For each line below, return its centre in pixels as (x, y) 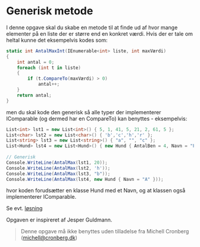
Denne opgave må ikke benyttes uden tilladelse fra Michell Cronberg (105, 232)
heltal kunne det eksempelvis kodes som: (57, 40)
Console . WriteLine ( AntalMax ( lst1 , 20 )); (57, 162)
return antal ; (34, 95)
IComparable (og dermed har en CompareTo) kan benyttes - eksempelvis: (97, 118)
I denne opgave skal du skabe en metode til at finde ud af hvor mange (92, 27)
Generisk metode (50, 11)
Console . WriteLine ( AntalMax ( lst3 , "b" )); (58, 174)
